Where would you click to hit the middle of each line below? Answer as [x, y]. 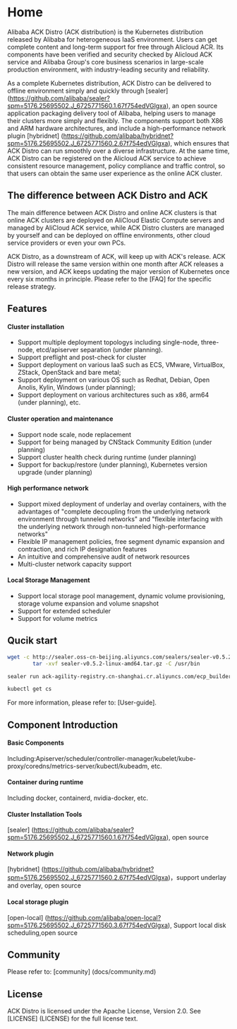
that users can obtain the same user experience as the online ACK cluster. [115, 173]
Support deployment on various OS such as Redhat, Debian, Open [114, 380]
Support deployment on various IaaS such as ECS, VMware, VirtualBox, [121, 365]
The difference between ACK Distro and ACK [108, 196]
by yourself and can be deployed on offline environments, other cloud [109, 235]
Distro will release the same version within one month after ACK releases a [116, 264]
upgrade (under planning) [55, 472]
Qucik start [32, 641]
